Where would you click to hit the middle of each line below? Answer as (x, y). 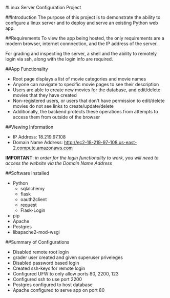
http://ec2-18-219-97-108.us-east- (100, 142)
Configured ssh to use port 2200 (47, 279)
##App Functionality (27, 69)
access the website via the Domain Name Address (59, 163)
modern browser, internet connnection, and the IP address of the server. (81, 44)
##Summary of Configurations (37, 242)
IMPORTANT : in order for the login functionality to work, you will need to (82, 158)
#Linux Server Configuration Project (43, 7)
